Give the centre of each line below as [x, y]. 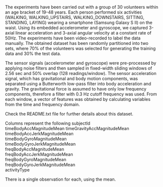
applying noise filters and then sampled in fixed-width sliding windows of [79, 68]
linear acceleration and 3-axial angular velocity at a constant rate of [83, 33]
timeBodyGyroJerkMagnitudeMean [40, 144]
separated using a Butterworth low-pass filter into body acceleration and [78, 84]
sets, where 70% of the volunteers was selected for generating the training [81, 48]
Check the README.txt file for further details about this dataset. [69, 114]
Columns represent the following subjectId [48, 123]
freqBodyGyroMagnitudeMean [36, 159]
